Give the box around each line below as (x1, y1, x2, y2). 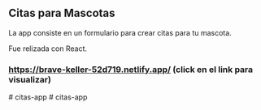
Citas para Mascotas (8, 6, 115, 20)
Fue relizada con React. (8, 44, 88, 53)
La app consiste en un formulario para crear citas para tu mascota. (8, 27, 232, 37)
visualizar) (8, 74, 51, 85)
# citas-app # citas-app (8, 92, 88, 102)
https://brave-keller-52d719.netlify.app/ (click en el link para (8, 64, 254, 75)
